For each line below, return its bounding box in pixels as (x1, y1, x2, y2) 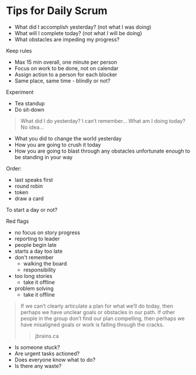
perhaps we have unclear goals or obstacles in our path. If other (20, 308, 176, 315)
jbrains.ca (35, 332, 59, 339)
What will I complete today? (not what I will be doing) (14, 29, 142, 36)
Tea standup (14, 99, 45, 106)
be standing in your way (14, 153, 73, 160)
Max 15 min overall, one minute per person (14, 59, 117, 66)
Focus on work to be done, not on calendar (14, 64, 119, 71)
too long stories (14, 272, 53, 279)
